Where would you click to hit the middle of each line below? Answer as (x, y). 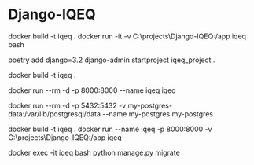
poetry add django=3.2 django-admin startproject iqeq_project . (112, 60)
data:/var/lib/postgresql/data (54, 114)
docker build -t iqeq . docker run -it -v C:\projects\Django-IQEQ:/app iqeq (127, 36)
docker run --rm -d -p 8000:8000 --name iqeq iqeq (92, 90)
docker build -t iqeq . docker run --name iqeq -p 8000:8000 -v (110, 129)
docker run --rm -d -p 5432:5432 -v (67, 105)
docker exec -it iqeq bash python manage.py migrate (94, 152)
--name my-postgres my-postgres (158, 114)
